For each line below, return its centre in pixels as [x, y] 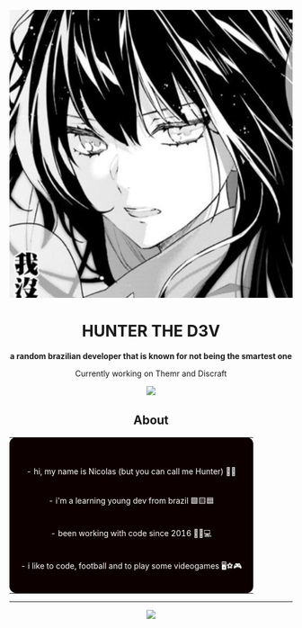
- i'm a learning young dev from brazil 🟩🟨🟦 [131, 500]
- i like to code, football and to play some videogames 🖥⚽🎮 [132, 565]
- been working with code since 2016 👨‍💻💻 [132, 533]
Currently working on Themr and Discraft [151, 373]
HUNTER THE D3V [151, 332]
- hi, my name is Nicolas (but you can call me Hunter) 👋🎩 [131, 471]
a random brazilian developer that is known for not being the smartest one [151, 355]
